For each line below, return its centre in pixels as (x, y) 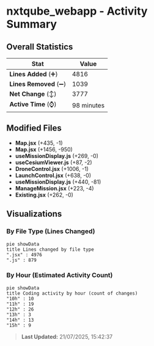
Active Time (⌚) (33, 104)
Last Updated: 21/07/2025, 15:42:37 (67, 336)
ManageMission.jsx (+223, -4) (54, 188)
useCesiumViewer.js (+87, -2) (54, 162)
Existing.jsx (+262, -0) (44, 195)
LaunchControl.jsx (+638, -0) (53, 175)
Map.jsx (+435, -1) (39, 143)
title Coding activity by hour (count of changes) (72, 293)
